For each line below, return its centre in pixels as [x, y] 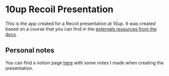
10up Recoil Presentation [59, 9]
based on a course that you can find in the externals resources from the [81, 29]
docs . [11, 34]
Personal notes [30, 50]
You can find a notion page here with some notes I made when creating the [84, 63]
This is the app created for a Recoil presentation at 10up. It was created [81, 23]
